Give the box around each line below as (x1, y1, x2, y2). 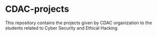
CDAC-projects (5, 3, 70, 15)
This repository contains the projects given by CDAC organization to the (5, 20, 153, 26)
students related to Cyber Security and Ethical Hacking (5, 25, 118, 31)
